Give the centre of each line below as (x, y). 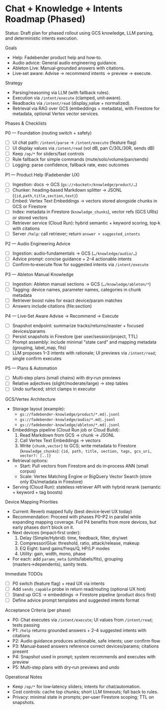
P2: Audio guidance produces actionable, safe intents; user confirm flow (86, 640)
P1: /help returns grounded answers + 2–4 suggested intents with (79, 630)
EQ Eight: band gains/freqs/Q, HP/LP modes (65, 548)
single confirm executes (37, 358)
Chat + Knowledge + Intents (64, 9)
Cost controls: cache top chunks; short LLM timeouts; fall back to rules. (85, 692)
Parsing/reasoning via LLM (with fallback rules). (61, 92)
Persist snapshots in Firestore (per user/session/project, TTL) (75, 337)
